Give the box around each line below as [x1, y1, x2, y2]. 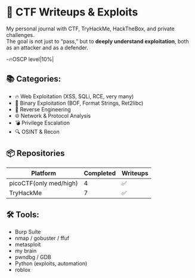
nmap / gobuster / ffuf [14, 235, 70, 242]
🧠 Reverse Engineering [14, 105, 72, 113]
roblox [14, 266, 31, 273]
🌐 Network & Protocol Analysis [14, 112, 91, 119]
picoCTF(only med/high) [9, 179, 79, 187]
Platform [30, 169, 57, 177]
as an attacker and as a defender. [6, 44, 88, 51]
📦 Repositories [6, 148, 65, 158]
